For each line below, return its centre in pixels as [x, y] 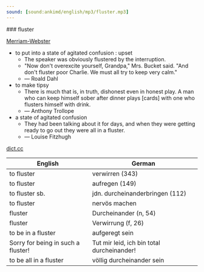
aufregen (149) [114, 183]
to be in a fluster [32, 233]
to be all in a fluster [36, 260]
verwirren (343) [115, 174]
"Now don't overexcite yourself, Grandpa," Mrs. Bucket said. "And [106, 66]
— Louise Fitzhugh [48, 137]
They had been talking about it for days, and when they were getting [110, 124]
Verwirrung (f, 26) [118, 223]
